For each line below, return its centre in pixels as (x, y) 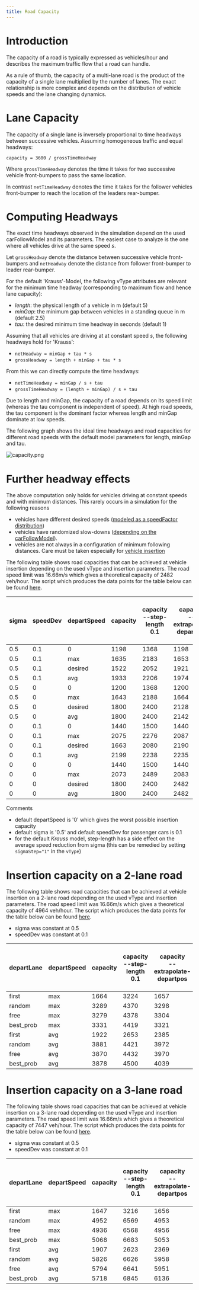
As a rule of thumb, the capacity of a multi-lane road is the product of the (95, 75)
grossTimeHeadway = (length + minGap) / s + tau (76, 390)
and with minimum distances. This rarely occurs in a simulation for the (92, 502)
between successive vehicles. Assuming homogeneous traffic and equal (94, 140)
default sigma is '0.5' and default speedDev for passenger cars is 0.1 (98, 833)
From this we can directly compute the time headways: (73, 372)
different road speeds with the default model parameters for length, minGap (99, 437)
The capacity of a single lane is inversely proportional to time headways (94, 135)
